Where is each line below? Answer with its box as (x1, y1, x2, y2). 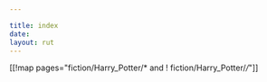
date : (9, 29, 30, 39)
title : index (9, 21, 59, 30)
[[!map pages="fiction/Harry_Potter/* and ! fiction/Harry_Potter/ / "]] (9, 62, 259, 73)
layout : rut (9, 38, 54, 47)
